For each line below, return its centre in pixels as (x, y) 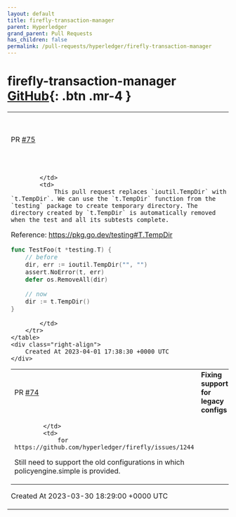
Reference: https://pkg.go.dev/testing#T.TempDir (92, 235)
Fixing (212, 374)
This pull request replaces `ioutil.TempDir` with (140, 191)
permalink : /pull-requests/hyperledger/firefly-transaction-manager (110, 46)
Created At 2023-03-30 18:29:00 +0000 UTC (90, 496)
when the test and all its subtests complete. (90, 220)
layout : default (31, 14)
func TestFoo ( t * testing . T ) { (61, 249)
